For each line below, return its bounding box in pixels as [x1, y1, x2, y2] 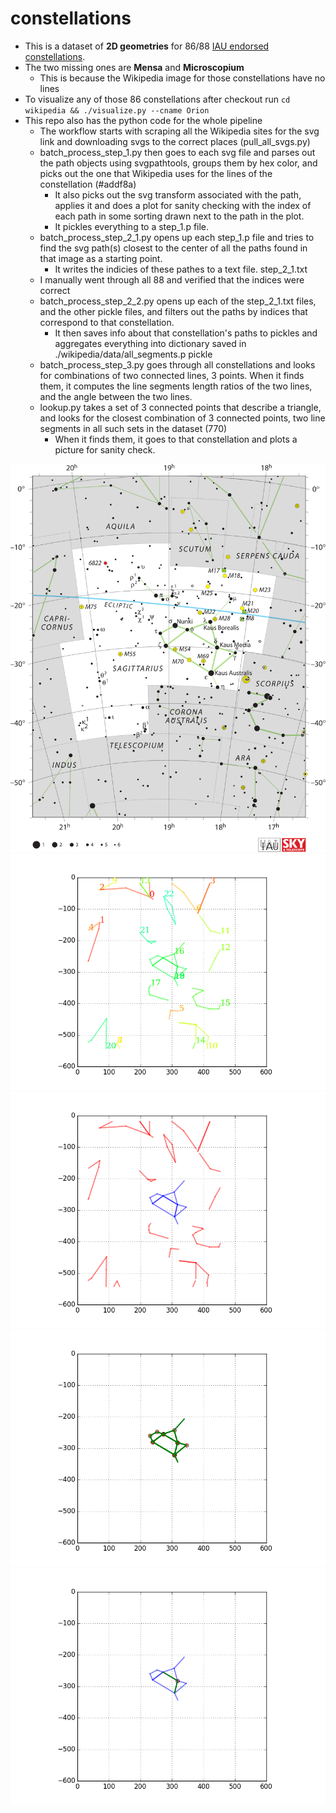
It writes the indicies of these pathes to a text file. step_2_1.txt [54, 263, 308, 275]
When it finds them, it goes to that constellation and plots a [54, 433, 298, 445]
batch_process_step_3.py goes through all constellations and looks [39, 358, 316, 371]
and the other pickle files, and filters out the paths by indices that [39, 305, 308, 317]
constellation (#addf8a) [39, 178, 137, 190]
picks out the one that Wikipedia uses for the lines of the [39, 167, 273, 179]
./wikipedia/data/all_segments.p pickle [54, 348, 213, 360]
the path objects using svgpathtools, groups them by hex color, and [39, 157, 318, 169]
